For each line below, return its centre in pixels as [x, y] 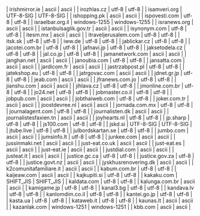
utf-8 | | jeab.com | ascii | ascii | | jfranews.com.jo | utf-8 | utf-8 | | [95, 79]
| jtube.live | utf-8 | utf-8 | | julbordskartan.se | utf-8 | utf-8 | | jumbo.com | [97, 130]
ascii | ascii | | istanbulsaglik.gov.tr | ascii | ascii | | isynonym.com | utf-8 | [96, 28]
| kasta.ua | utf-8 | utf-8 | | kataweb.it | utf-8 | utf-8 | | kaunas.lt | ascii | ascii [100, 200]
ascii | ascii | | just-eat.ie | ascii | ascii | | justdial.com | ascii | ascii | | [90, 149]
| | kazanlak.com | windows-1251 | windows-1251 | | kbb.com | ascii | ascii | [99, 207]
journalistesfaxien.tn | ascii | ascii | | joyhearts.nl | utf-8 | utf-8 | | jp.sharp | [98, 118]
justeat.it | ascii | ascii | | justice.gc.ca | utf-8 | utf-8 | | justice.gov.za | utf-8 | [100, 156]
